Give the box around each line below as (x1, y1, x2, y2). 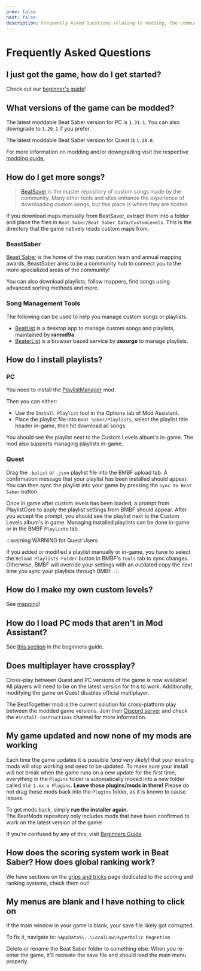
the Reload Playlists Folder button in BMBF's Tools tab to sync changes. (6, 554, 189, 562)
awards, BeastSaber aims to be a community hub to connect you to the (6, 260, 181, 267)
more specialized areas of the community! (6, 266, 110, 273)
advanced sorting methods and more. (6, 284, 99, 291)
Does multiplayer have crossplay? (6, 661, 136, 671)
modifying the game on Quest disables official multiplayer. (6, 689, 150, 696)
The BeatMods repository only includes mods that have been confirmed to (6, 812, 190, 819)
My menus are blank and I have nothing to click (6, 897, 185, 907)
